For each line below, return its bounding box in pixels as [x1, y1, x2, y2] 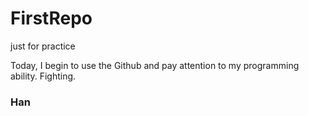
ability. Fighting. [10, 70, 77, 82]
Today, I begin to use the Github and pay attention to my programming [10, 59, 300, 71]
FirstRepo [10, 7, 93, 30]
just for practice [10, 40, 76, 52]
